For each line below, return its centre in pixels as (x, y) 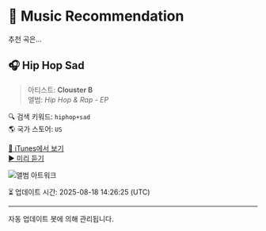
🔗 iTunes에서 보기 (36, 148)
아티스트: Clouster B (60, 90)
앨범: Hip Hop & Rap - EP (68, 99)
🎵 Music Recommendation (96, 16)
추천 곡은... (25, 39)
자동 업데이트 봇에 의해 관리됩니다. (61, 218)
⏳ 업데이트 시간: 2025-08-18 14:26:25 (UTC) (79, 192)
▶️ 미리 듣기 (27, 158)
